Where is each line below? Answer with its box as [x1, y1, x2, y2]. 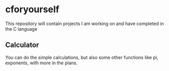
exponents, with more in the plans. [5, 60, 78, 66]
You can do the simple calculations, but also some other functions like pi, [5, 54, 159, 60]
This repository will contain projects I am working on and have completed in [5, 20, 164, 27]
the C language [5, 26, 38, 32]
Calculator [5, 41, 39, 50]
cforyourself [5, 4, 60, 15]
